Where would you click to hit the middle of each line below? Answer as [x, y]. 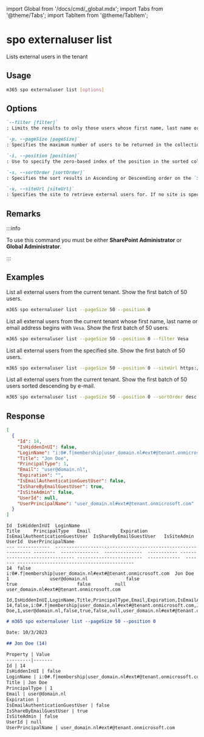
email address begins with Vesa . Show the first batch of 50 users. [88, 327]
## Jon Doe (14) [27, 643]
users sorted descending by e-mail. [51, 386]
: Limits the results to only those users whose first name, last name [99, 128]
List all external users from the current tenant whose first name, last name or [102, 321]
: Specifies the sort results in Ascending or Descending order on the [99, 178]
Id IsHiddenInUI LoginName [43, 526]
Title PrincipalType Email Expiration [77, 531]
